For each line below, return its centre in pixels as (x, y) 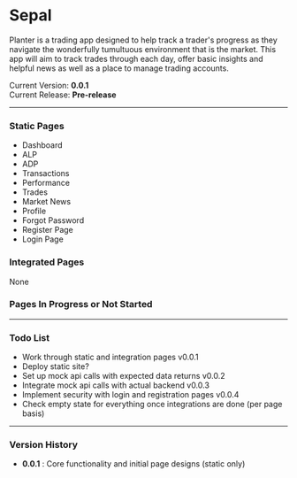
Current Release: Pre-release (63, 95)
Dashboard (42, 145)
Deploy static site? (56, 366)
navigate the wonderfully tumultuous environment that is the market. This (143, 49)
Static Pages (37, 126)
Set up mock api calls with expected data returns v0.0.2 (123, 376)
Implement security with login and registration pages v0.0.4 (130, 395)
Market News (46, 202)
